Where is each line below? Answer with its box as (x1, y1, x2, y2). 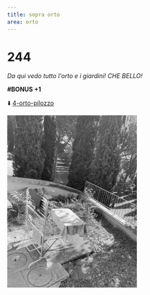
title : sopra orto (7, 11, 60, 18)
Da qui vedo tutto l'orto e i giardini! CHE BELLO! (7, 72, 143, 80)
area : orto (7, 18, 39, 26)
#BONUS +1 (7, 85, 41, 93)
